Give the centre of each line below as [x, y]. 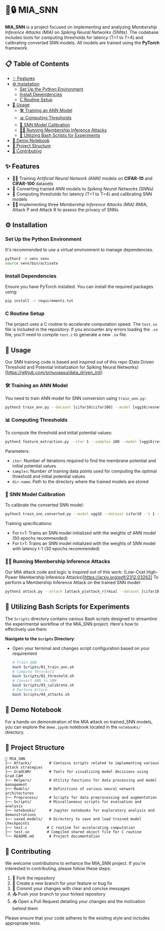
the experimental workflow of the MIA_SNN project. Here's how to [72, 624]
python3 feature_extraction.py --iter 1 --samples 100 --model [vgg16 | [80, 441]
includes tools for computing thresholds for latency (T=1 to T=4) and [74, 37]
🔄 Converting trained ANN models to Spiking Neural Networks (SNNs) [83, 188]
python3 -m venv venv [27, 259]
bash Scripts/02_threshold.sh [43, 676]
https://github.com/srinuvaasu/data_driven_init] [55, 372]
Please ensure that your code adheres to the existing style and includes [77, 918]
